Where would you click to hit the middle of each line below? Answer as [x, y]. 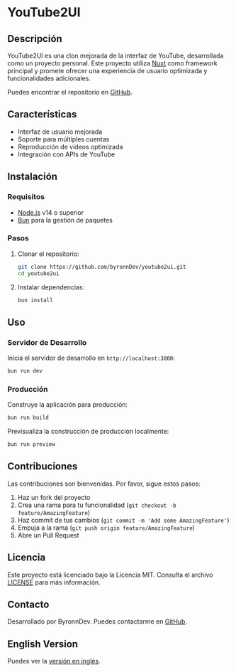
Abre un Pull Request [48, 535]
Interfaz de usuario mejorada [60, 132]
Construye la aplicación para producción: [68, 405]
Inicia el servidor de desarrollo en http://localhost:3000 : [91, 358]
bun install [35, 300]
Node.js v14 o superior [50, 212]
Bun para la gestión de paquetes [65, 220]
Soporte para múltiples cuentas [63, 139]
